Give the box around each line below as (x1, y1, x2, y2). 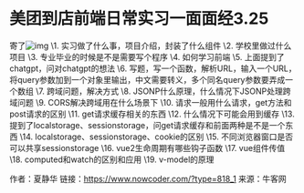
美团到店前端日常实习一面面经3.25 (9, 8, 269, 29)
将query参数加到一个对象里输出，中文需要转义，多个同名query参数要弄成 (9, 74, 286, 85)
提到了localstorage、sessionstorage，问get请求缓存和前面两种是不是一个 (9, 119, 286, 130)
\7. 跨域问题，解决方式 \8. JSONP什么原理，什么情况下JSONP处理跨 (35, 86, 291, 96)
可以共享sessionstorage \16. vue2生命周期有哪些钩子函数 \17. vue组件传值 (9, 142, 286, 153)
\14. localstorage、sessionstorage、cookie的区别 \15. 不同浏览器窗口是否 (19, 131, 294, 142)
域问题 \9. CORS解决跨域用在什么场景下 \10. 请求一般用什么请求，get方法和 (9, 96, 292, 107)
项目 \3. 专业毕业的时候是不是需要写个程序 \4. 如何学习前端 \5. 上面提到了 (9, 51, 285, 62)
